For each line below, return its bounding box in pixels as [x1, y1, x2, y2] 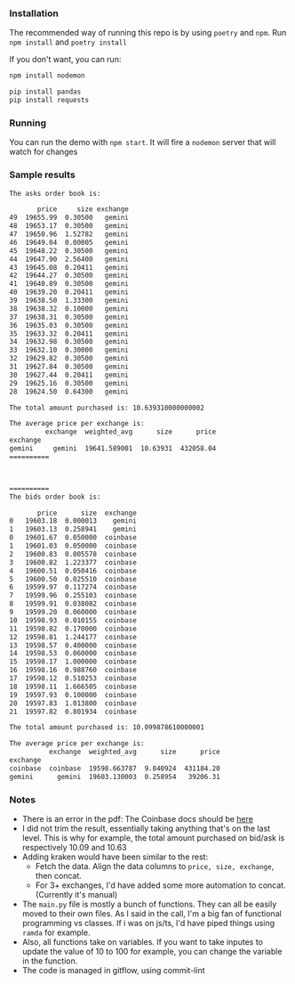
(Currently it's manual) [35, 889, 118, 899]
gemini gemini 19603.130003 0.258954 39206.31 [9, 772, 220, 781]
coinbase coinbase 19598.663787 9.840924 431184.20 [9, 764, 220, 773]
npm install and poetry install [9, 37, 127, 47]
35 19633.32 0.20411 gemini [9, 329, 129, 338]
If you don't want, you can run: [9, 54, 122, 65]
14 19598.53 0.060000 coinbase [9, 649, 138, 658]
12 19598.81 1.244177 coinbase [9, 632, 138, 641]
